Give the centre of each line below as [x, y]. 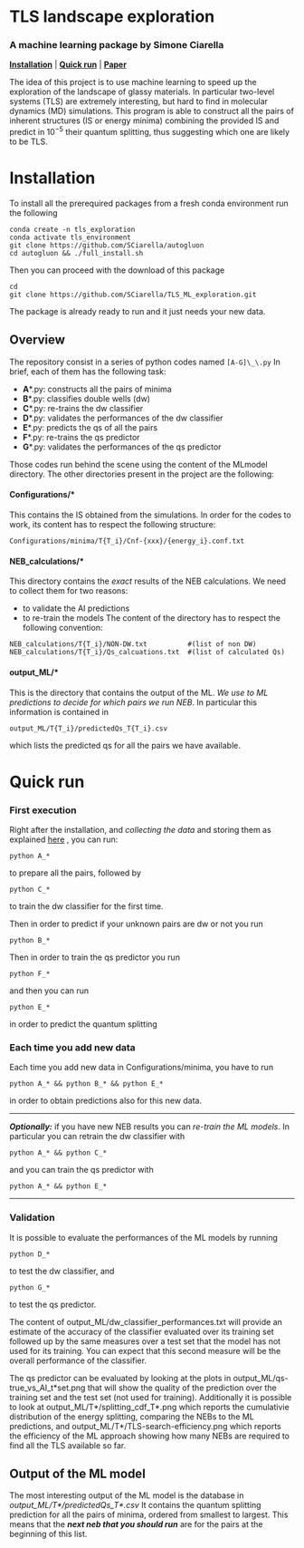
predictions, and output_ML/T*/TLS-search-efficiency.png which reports [146, 1426]
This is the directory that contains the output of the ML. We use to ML [139, 692]
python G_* [30, 1287]
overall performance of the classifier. [78, 1360]
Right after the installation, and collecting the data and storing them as [140, 829]
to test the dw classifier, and [62, 1271]
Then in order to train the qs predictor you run [95, 957]
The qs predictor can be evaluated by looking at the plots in [120, 1378]
